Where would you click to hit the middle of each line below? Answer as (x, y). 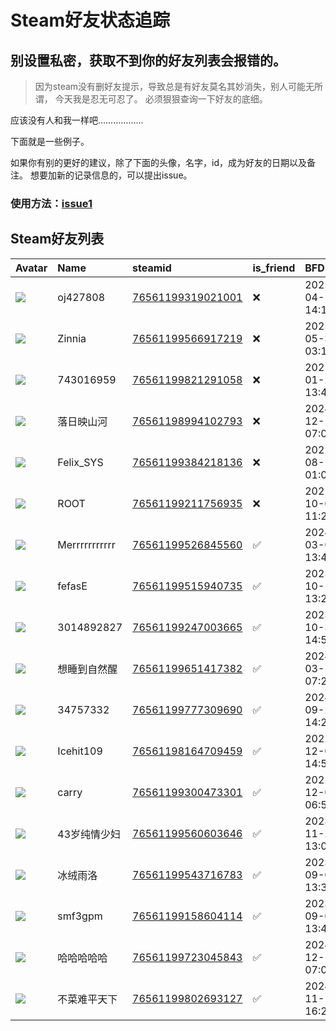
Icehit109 (80, 751)
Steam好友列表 (57, 239)
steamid (152, 268)
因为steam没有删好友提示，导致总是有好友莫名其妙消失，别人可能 (170, 86)
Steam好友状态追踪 (90, 20)
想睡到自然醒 (87, 669)
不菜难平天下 (87, 999)
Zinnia (72, 338)
